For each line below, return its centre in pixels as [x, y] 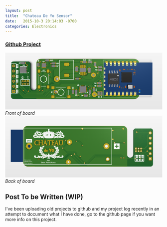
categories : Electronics [31, 26]
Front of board [20, 113]
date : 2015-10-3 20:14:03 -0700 [41, 21]
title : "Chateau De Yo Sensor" [39, 16]
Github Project [23, 44]
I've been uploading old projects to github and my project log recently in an [82, 209]
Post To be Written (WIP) [44, 197]
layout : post [19, 10]
